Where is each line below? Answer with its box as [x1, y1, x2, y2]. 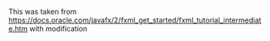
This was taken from [8, 7, 77, 16]
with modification [29, 24, 88, 33]
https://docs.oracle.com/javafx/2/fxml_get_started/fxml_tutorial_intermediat [8, 15, 262, 25]
